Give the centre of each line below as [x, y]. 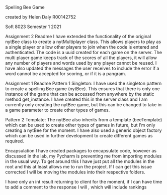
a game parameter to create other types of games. [58, 110]
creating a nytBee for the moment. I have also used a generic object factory [83, 130]
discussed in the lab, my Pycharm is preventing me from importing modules [83, 156]
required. [15, 141]
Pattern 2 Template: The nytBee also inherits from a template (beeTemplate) [84, 120]
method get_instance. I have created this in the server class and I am [76, 99]
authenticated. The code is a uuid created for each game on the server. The [84, 52]
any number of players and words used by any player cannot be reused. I [81, 63]
